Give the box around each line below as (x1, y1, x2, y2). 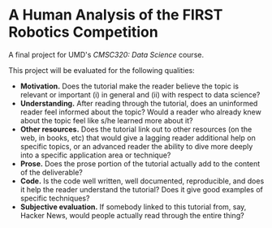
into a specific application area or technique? (19, 150, 171, 160)
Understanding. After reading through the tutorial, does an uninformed (19, 98, 258, 108)
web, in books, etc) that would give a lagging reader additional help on (19, 132, 256, 143)
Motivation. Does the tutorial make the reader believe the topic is (19, 81, 240, 91)
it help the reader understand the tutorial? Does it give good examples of (19, 184, 264, 194)
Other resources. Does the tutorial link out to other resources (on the (19, 124, 253, 134)
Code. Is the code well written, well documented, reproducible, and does (19, 176, 265, 186)
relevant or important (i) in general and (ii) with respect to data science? (19, 89, 261, 99)
